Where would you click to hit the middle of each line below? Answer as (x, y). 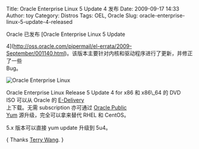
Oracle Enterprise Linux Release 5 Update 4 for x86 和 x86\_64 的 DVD (94, 92)
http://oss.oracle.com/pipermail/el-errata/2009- (73, 46)
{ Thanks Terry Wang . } (35, 140)
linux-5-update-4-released (40, 22)
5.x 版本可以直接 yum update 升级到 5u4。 (59, 128)
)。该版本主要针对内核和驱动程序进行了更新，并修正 (129, 53)
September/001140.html (36, 53)
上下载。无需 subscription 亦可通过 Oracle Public (67, 107)
